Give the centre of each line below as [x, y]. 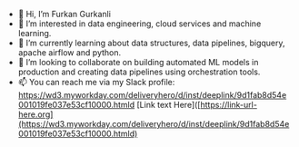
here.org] [35, 114]
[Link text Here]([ [169, 105]
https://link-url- [228, 105]
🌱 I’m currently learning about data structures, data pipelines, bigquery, [151, 43]
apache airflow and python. [70, 53]
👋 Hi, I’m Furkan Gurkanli [65, 14]
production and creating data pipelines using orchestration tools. [139, 72]
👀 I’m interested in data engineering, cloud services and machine [140, 24]
